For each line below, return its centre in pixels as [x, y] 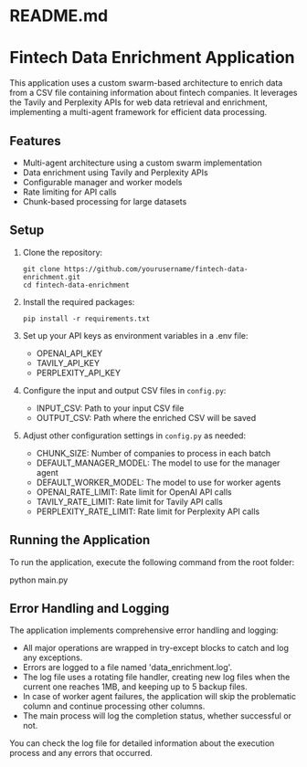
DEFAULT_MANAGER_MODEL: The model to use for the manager [158, 463]
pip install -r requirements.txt [86, 319]
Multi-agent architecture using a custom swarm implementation [142, 163]
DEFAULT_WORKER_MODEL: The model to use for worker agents [159, 482]
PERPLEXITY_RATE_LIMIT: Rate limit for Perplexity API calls [148, 511]
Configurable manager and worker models [102, 182]
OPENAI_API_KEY [69, 353]
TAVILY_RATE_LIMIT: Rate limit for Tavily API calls [130, 501]
